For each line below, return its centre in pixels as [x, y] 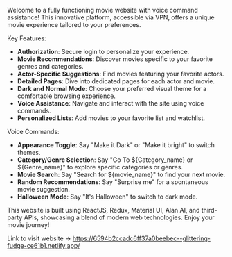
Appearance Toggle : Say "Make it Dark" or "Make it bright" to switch [116, 145]
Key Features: [27, 38]
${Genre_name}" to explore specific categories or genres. [100, 167]
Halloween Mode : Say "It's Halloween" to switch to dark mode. [107, 197]
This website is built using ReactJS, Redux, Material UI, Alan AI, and [104, 210]
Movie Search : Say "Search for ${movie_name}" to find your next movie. [121, 174]
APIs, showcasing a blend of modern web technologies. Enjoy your [119, 217]
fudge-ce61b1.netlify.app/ [44, 246]
